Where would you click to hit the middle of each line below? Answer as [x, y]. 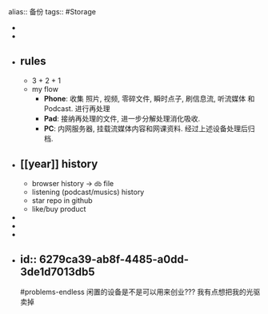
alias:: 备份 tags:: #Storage [52, 12]
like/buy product [59, 209]
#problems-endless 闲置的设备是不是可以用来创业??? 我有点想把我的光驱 [140, 292]
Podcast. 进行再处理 [77, 108]
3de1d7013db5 [57, 272]
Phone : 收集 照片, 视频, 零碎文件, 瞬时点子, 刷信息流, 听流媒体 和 [149, 98]
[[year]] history [59, 164]
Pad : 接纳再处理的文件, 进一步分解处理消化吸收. [122, 118]
